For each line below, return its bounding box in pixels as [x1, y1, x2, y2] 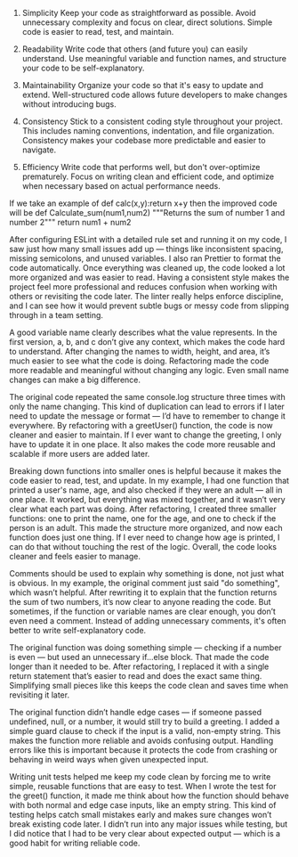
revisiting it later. [9, 690, 69, 700]
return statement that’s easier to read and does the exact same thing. [9, 671, 262, 681]
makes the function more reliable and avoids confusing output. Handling [9, 735, 274, 746]
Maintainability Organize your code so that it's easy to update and [21, 80, 264, 90]
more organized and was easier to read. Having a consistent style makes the [9, 272, 290, 282]
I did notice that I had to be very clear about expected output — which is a [9, 828, 281, 838]
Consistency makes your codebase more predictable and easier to [21, 135, 266, 145]
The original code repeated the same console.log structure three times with [9, 392, 286, 402]
